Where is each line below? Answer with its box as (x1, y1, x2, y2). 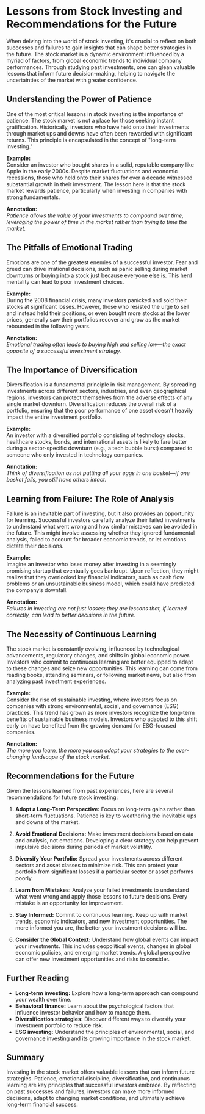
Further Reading (6, 973, 70, 983)
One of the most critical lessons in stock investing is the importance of (6, 110, 184, 117)
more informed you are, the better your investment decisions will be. (15, 924, 187, 931)
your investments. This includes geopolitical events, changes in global (15, 942, 192, 950)
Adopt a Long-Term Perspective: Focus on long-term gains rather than (15, 805, 195, 812)
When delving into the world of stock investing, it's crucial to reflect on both (6, 37, 197, 45)
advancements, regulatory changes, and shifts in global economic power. (6, 652, 191, 659)
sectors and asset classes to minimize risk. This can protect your (15, 861, 179, 869)
